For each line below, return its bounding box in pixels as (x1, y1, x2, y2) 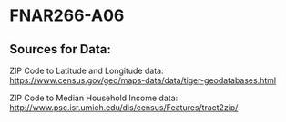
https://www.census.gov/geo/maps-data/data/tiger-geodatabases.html (9, 75, 276, 86)
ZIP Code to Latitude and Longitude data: (9, 65, 164, 76)
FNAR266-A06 (9, 5, 125, 26)
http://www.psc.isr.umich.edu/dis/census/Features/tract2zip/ (9, 102, 239, 113)
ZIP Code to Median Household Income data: (9, 92, 179, 103)
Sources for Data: (9, 42, 112, 57)
